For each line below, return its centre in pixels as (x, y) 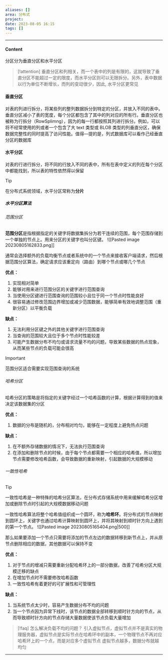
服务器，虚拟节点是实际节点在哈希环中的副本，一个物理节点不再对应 (92, 634)
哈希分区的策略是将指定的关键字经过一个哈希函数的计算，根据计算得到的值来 (84, 397)
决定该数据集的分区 (25, 404)
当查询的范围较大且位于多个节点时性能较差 (56, 336)
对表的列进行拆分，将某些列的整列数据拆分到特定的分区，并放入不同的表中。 (84, 109)
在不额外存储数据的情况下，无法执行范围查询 (58, 446)
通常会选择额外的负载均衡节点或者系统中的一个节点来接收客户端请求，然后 (82, 255)
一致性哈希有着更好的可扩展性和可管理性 (54, 583)
